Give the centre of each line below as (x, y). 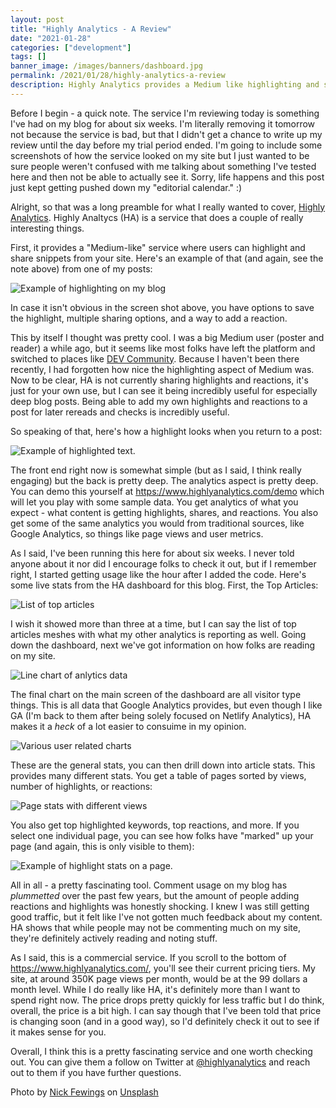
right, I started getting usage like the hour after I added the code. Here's (158, 574)
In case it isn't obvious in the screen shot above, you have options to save (162, 307)
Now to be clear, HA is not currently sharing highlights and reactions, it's (159, 380)
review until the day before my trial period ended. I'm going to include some (166, 145)
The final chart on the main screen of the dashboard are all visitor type (156, 694)
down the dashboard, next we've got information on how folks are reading (163, 645)
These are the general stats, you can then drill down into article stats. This (163, 765)
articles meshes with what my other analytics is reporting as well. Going (158, 634)
